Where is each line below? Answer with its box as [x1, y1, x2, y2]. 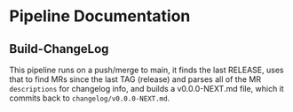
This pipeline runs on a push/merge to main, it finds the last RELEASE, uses [9, 64, 284, 75]
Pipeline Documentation [9, 6, 191, 26]
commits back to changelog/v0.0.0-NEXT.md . [9, 93, 170, 103]
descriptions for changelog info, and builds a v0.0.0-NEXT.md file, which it [9, 84, 284, 93]
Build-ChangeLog [9, 41, 109, 56]
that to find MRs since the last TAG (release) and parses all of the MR [9, 74, 262, 85]
